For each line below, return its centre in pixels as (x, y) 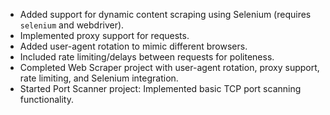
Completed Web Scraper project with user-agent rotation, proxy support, (169, 67)
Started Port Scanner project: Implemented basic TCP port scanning (160, 88)
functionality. (46, 99)
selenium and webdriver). (72, 25)
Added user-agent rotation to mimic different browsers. (133, 46)
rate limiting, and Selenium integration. (99, 78)
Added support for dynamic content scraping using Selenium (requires (165, 14)
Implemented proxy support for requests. (104, 35)
